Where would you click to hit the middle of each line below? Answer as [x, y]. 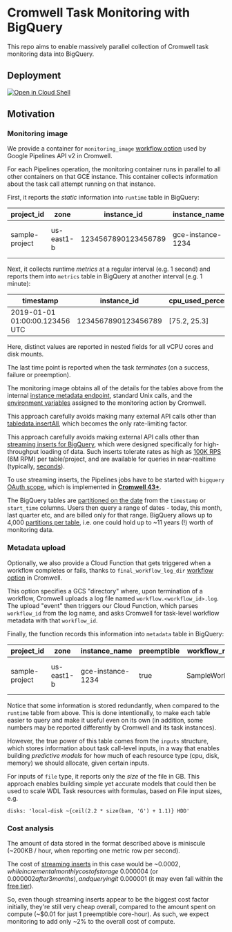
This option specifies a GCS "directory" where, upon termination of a [105, 591]
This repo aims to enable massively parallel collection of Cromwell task [108, 46]
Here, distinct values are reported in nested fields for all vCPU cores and [110, 347]
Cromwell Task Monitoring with [98, 13]
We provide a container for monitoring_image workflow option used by [107, 149]
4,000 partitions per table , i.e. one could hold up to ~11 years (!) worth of [110, 522]
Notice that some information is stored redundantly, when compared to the [113, 705]
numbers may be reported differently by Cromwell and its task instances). [112, 727]
